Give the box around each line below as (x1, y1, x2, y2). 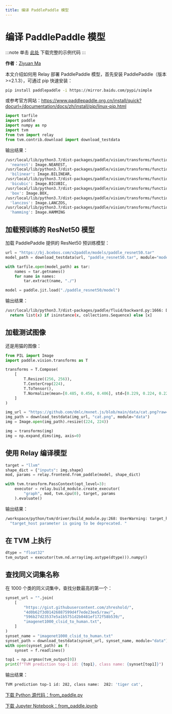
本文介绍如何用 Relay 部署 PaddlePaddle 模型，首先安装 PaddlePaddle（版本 (5, 71, 167, 77)
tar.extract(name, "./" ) (24, 278, 77, 284)
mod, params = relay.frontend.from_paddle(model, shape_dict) (5, 472, 141, 477)
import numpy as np (5, 123, 47, 128)
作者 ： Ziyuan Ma (5, 60, 41, 66)
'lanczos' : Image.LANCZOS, (10, 200, 68, 205)
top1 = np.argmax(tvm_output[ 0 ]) (5, 657, 77, 662)
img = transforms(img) (5, 429, 54, 434)
